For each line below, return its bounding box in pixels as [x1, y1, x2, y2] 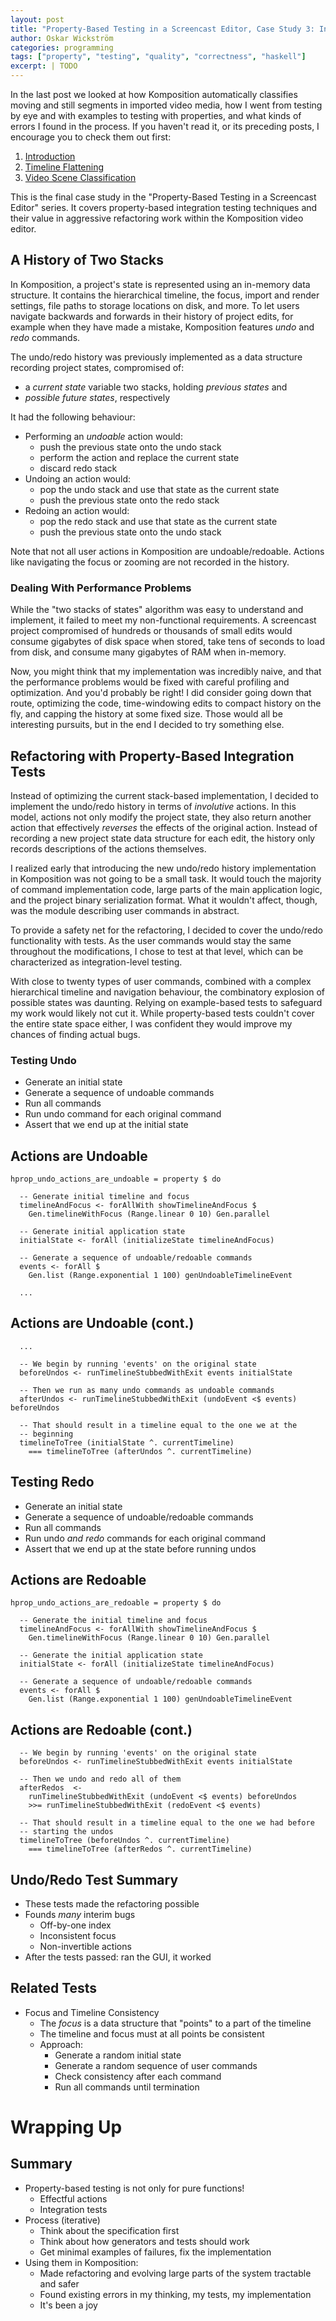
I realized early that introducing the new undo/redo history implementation [10, 862, 317, 874]
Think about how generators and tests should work [39, 2235, 250, 2247]
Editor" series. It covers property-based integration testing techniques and [10, 202, 318, 213]
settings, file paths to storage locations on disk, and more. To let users [10, 299, 300, 311]
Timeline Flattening [24, 161, 105, 173]
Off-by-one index [39, 1919, 112, 1931]
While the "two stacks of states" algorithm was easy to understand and [10, 604, 304, 616]
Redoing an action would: [24, 504, 130, 516]
